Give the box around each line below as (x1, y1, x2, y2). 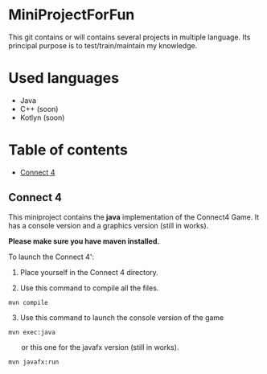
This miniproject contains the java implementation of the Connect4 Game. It (8, 212, 260, 222)
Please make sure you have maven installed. (8, 236, 160, 246)
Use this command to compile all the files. (19, 283, 159, 293)
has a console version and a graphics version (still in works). (8, 220, 209, 230)
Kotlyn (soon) (19, 113, 65, 122)
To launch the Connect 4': (8, 252, 95, 261)
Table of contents (8, 141, 129, 159)
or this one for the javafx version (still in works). (21, 342, 179, 351)
